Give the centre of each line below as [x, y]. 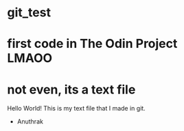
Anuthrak [30, 121]
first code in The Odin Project [92, 44]
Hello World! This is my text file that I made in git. [76, 108]
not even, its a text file [71, 89]
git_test [29, 13]
